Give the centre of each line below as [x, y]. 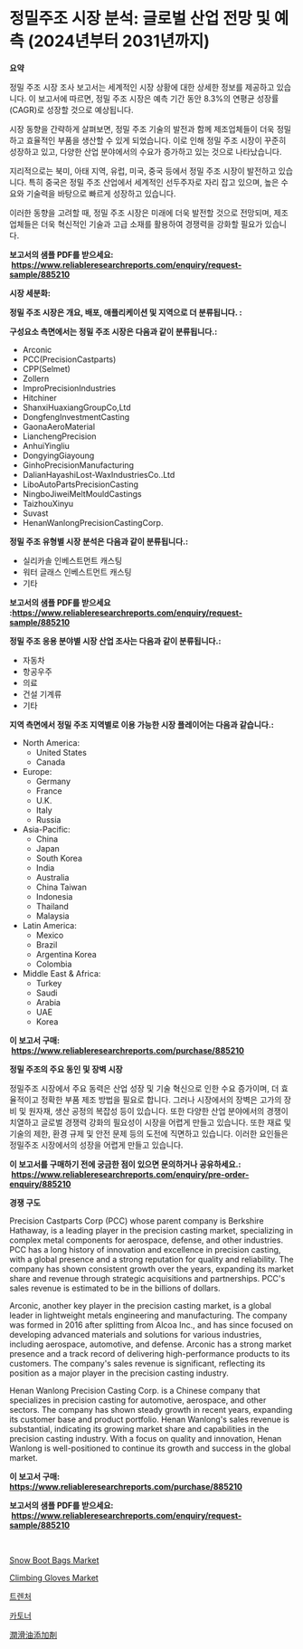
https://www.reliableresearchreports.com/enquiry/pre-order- [130, 1174]
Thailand [52, 906]
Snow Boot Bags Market [54, 1560]
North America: [51, 742]
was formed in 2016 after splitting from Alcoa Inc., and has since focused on [151, 1325]
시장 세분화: [30, 293]
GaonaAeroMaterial [59, 426]
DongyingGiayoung [58, 455]
